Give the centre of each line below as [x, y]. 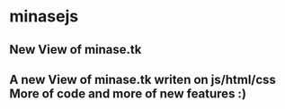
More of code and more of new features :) [128, 93]
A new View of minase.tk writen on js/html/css [143, 79]
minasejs [44, 17]
